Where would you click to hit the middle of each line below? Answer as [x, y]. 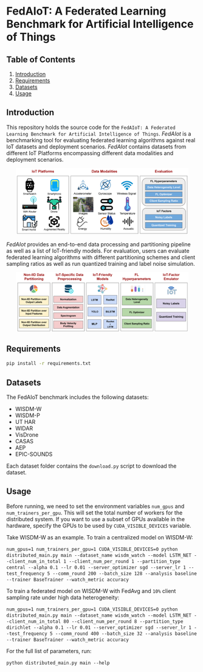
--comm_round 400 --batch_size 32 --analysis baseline [126, 634]
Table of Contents [41, 59]
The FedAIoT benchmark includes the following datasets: [77, 397]
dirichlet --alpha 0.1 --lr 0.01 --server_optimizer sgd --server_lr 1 [99, 628]
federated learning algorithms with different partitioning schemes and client [101, 257]
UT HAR [25, 422]
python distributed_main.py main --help [58, 663]
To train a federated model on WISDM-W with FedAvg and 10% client [91, 591]
